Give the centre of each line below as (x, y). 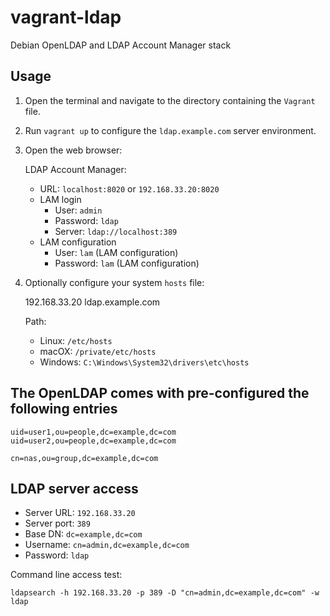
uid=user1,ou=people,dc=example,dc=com (93, 432)
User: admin (78, 210)
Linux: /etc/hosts (76, 340)
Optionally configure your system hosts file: (114, 282)
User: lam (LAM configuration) (116, 252)
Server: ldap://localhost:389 (116, 231)
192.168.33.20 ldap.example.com (92, 302)
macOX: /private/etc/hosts (98, 351)
